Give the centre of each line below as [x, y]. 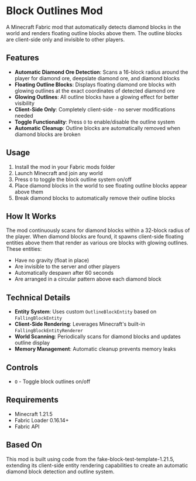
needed [24, 115]
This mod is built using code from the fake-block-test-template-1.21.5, [90, 459]
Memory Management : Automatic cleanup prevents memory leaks [95, 349]
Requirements [32, 400]
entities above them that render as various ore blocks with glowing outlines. [97, 243]
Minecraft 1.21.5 [33, 414]
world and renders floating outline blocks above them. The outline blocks [94, 33]
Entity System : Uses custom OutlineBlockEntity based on [85, 312]
